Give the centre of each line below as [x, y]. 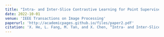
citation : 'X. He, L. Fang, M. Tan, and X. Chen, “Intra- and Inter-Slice [83, 27]
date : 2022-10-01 [23, 14]
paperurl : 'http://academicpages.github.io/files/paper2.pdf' [70, 23]
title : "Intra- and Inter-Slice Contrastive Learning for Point [72, 9]
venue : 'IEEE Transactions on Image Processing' [55, 18]
